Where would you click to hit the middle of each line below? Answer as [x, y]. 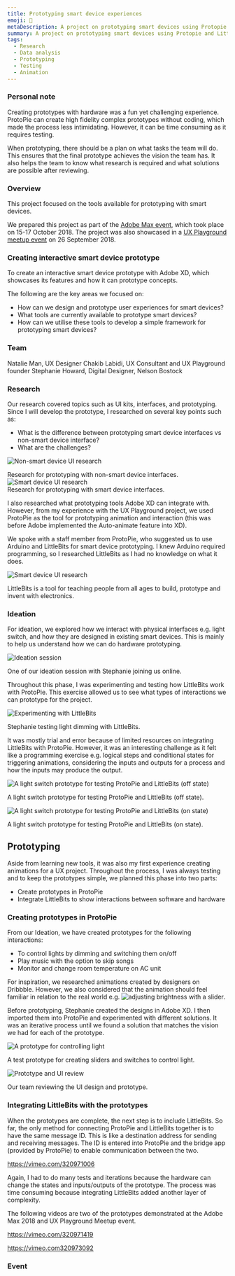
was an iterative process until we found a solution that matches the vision [113, 1025]
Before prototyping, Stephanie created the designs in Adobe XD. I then [109, 1011]
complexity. [24, 1200]
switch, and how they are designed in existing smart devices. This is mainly [116, 637]
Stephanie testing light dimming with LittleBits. [74, 727]
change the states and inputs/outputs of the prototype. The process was [112, 1185]
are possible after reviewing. [48, 170]
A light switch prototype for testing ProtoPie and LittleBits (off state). [106, 797]
